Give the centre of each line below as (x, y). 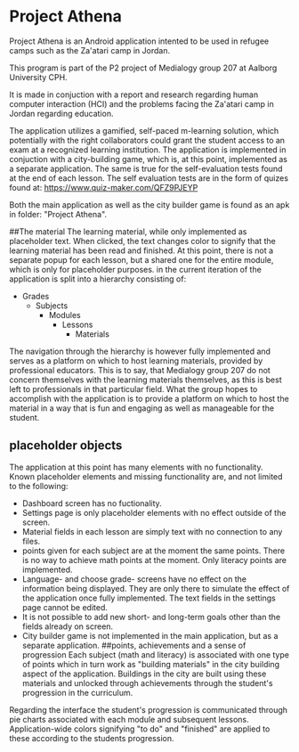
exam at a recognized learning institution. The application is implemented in (148, 150)
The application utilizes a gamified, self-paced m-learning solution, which (144, 130)
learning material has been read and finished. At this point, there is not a (141, 250)
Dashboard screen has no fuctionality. (92, 503)
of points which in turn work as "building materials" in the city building (151, 664)
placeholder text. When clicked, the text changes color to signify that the (142, 241)
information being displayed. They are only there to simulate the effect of (156, 588)
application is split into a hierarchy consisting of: (98, 279)
